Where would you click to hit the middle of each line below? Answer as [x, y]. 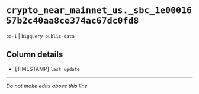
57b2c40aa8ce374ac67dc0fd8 [73, 21]
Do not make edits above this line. [48, 86]
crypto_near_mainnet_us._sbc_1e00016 [99, 10]
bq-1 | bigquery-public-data [41, 36]
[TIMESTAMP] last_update [47, 69]
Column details [35, 55]
